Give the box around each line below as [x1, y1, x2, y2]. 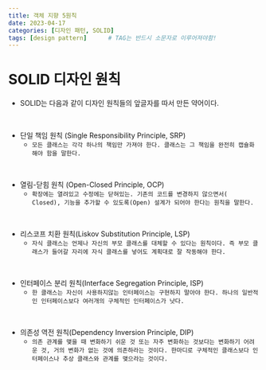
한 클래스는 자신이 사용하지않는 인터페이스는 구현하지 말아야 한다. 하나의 [31, 289, 239, 297]
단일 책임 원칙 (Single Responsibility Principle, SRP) [19, 130, 186, 140]
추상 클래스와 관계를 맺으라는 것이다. [62, 355, 169, 363]
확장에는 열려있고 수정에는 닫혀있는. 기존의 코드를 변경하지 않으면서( [31, 190, 229, 199]
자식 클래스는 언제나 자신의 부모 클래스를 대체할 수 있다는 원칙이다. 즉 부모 [31, 240, 249, 247]
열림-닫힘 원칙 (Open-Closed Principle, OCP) [19, 180, 165, 189]
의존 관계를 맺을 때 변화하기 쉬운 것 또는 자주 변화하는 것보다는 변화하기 [31, 338, 241, 346]
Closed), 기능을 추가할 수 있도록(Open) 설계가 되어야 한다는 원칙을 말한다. [31, 199, 254, 207]
